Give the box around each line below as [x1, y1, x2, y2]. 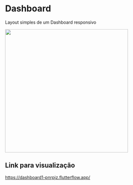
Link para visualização [5, 161, 75, 170]
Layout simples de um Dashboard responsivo [5, 19, 97, 25]
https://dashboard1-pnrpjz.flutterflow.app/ [5, 174, 91, 180]
